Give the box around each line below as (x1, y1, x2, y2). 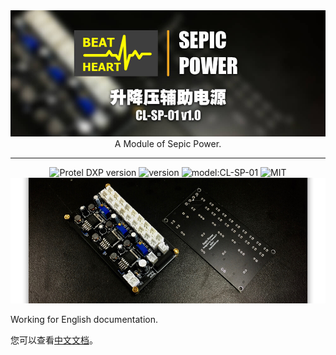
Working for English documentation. (10, 314, 158, 326)
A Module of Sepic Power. (114, 137, 222, 149)
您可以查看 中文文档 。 (10, 334, 98, 346)
